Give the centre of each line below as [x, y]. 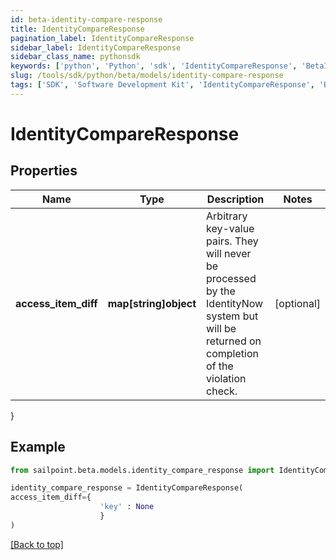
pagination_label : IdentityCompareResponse [102, 38]
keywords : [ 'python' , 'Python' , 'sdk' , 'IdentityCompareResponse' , [154, 66]
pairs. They [232, 241]
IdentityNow [235, 303]
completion [232, 353]
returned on [234, 341]
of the [220, 366]
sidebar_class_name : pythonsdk [75, 57]
